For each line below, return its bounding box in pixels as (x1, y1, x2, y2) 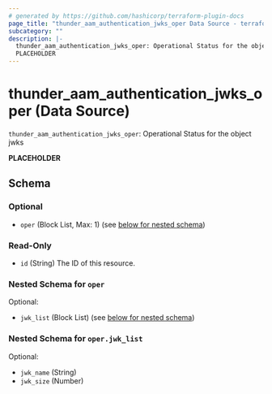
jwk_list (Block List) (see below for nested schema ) (19, 313, 195, 323)
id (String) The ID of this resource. (19, 258, 136, 268)
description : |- (8, 34, 63, 43)
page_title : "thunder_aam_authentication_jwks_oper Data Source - (8, 19, 237, 28)
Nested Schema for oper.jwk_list (8, 333, 143, 344)
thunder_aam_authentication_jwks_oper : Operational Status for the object (8, 128, 253, 138)
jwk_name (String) (19, 367, 77, 377)
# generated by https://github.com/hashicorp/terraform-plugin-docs (8, 11, 244, 20)
